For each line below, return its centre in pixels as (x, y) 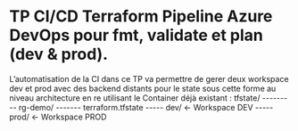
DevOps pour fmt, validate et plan (136, 35)
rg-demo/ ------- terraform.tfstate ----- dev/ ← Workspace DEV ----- (146, 107)
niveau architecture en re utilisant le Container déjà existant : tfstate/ (135, 98)
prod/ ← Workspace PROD (58, 117)
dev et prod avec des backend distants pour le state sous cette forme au (143, 88)
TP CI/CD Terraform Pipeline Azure (141, 16)
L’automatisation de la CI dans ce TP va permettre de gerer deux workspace (149, 78)
